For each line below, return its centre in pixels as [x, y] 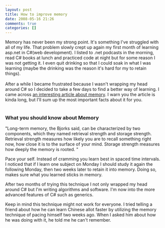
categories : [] [21, 28]
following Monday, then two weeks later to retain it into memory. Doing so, [81, 170]
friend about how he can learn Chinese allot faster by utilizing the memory [81, 210]
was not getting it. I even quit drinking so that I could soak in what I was [78, 63]
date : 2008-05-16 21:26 [30, 19]
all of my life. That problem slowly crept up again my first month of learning [82, 47]
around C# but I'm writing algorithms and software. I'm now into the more [80, 190]
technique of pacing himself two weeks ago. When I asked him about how [81, 215]
